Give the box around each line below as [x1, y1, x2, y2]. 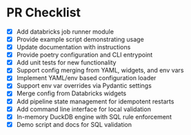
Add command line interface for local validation [16, 105, 151, 113]
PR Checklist [6, 5, 81, 21]
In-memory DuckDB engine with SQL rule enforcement [16, 112, 172, 121]
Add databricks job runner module [16, 27, 114, 36]
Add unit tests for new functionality [16, 58, 117, 66]
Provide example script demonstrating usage [16, 36, 144, 43]
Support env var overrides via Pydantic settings [16, 82, 152, 90]
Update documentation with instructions [16, 43, 131, 51]
